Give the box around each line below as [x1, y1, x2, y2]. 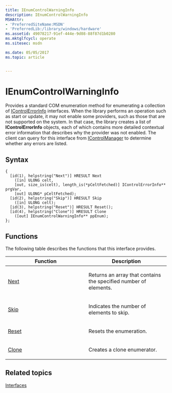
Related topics [5, 368, 52, 377]
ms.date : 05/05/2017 [5, 50, 50, 55]
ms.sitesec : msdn [5, 41, 42, 46]
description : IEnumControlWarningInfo [5, 12, 88, 17]
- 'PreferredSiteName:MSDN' [5, 21, 66, 27]
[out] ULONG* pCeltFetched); [14, 191, 77, 197]
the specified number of [89, 278, 147, 285]
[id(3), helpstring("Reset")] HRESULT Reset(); [10, 205, 114, 210]
